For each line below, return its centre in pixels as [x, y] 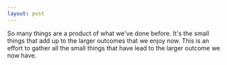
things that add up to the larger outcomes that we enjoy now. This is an [108, 40]
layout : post [26, 13]
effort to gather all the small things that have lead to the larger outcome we [113, 48]
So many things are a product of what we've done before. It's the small [108, 33]
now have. [22, 55]
